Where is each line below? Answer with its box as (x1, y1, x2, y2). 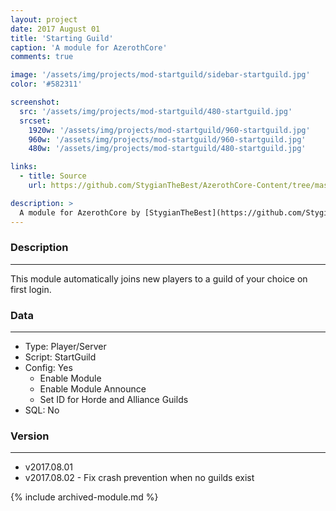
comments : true (10, 52, 74, 62)
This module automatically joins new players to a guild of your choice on (10, 272, 308, 285)
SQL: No (24, 404, 60, 416)
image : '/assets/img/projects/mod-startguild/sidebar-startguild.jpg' (10, 70, 311, 80)
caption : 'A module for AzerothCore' (10, 42, 168, 53)
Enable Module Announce (39, 383, 147, 395)
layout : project (10, 14, 78, 25)
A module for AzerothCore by (19, 207, 141, 218)
